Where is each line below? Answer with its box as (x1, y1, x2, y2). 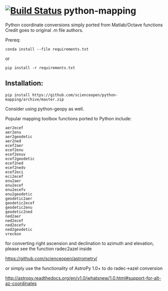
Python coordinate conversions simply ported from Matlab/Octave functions (5, 22, 163, 28)
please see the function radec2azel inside (5, 246, 92, 252)
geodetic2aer (5, 196, 33, 201)
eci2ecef (5, 174, 24, 179)
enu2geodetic (5, 191, 33, 197)
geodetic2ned (5, 209, 33, 214)
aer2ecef (5, 125, 24, 130)
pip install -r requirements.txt (5, 65, 75, 70)
